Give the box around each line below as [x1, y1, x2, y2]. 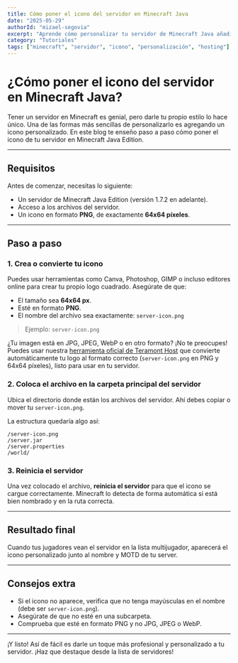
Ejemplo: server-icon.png [24, 325, 100, 334]
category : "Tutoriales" [7, 37, 78, 44]
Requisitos [7, 163, 55, 175]
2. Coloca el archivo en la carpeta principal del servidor [7, 379, 201, 389]
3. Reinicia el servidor [7, 465, 84, 475]
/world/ [7, 449, 30, 456]
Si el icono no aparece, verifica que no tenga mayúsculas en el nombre [17, 596, 225, 605]
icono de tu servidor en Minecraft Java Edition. [7, 135, 144, 144]
